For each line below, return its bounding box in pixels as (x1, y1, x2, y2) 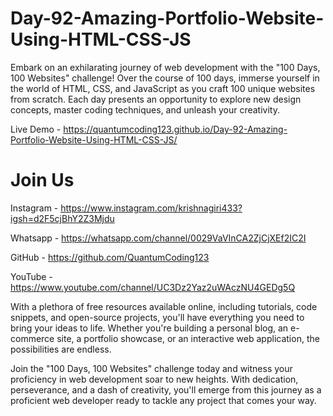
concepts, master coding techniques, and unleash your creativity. (10, 103, 280, 116)
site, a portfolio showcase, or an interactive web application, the (56, 332, 320, 344)
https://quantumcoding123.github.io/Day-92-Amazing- (63, 123, 288, 135)
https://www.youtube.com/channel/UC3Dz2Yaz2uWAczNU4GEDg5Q (10, 281, 296, 293)
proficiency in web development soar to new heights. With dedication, (10, 373, 299, 385)
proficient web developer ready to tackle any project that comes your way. (10, 394, 317, 406)
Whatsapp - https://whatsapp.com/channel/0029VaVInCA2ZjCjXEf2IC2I (10, 232, 307, 244)
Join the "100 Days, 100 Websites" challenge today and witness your (10, 362, 293, 374)
